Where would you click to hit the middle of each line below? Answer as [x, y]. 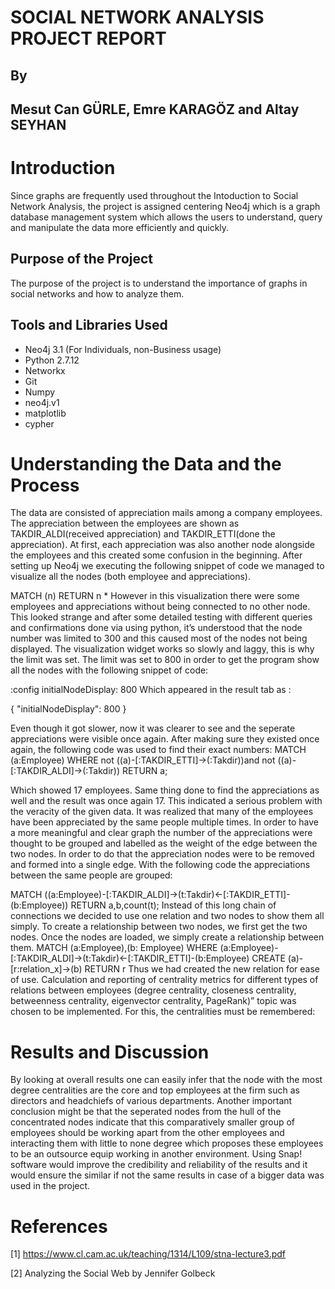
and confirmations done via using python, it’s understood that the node [156, 628]
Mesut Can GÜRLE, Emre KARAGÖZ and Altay [155, 109]
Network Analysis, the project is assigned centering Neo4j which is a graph [165, 206]
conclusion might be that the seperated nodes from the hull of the [146, 1112]
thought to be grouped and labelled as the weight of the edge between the [164, 843]
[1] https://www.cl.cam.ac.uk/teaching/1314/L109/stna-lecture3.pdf [148, 1254]
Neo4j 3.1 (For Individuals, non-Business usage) [123, 349]
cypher [39, 423]
